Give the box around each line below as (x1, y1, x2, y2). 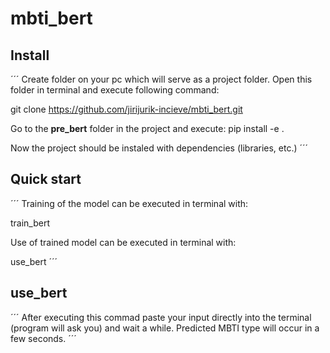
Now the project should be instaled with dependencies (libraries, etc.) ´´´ (10, 142, 309, 154)
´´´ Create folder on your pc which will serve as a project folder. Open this (10, 73, 313, 85)
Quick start (10, 171, 82, 188)
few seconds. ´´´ (10, 332, 77, 344)
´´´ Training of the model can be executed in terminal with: (10, 197, 249, 209)
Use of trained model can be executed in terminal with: (10, 236, 237, 248)
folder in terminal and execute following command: (10, 84, 220, 96)
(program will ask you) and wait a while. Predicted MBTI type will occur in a (10, 322, 320, 334)
